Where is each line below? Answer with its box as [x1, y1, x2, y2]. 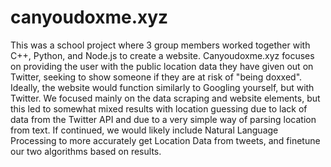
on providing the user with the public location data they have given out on [10, 60, 314, 72]
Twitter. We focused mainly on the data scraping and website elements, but [10, 92, 321, 104]
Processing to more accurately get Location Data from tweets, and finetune [10, 134, 321, 146]
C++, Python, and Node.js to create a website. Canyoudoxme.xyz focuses [10, 49, 315, 61]
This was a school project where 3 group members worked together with [10, 39, 311, 51]
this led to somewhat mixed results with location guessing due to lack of [10, 102, 308, 115]
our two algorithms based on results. [10, 145, 162, 157]
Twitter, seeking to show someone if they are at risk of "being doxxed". [10, 71, 303, 83]
